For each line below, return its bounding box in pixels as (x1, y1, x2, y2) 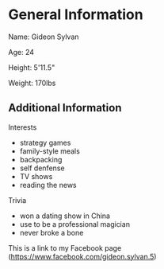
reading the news (19, 180, 77, 189)
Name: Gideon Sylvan (8, 32, 79, 41)
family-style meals (19, 146, 81, 156)
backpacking (19, 154, 63, 164)
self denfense (19, 163, 65, 173)
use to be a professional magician (19, 219, 131, 228)
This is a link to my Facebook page (8, 243, 122, 252)
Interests (8, 122, 37, 132)
